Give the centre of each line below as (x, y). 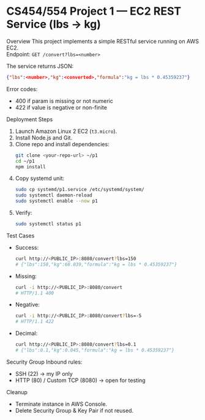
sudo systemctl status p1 (48, 224)
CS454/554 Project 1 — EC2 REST (94, 11)
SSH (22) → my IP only (44, 373)
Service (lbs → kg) (54, 24)
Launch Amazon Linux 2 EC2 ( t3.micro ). (66, 131)
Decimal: (26, 333)
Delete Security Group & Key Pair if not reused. (74, 410)
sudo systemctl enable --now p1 (56, 201)
